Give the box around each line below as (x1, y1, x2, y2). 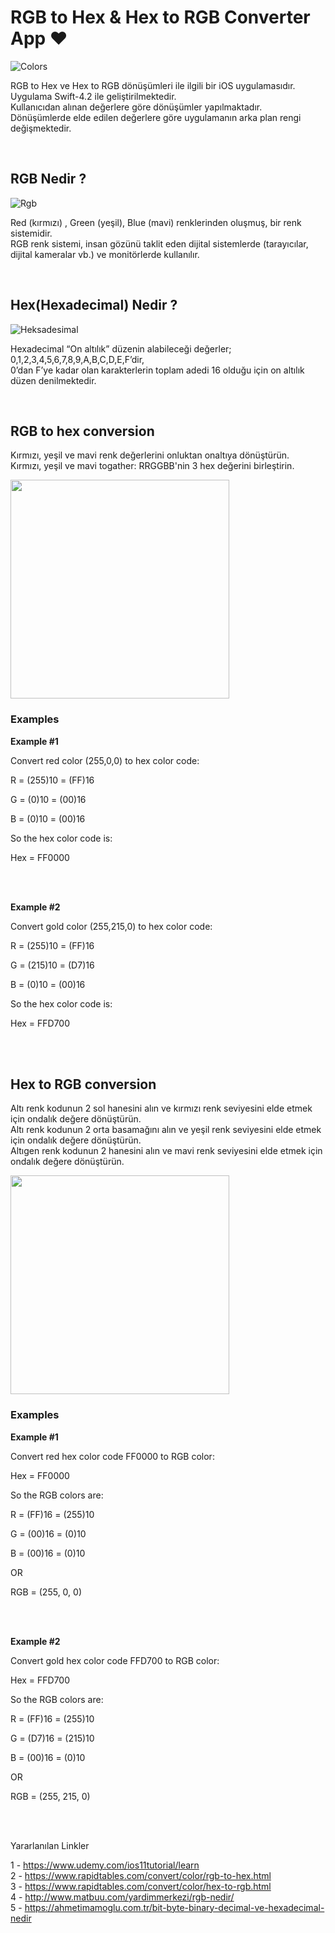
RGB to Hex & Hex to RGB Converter (10, 6, 311, 29)
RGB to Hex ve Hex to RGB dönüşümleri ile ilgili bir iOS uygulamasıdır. (10, 79, 296, 91)
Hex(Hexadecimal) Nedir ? (10, 297, 178, 314)
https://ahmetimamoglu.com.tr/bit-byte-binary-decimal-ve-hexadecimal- (24, 1901, 325, 1913)
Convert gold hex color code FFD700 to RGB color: (10, 1654, 220, 1666)
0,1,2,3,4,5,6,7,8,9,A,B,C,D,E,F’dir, (10, 353, 145, 365)
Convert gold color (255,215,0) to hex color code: (10, 920, 213, 932)
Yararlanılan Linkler (10, 1839, 90, 1851)
